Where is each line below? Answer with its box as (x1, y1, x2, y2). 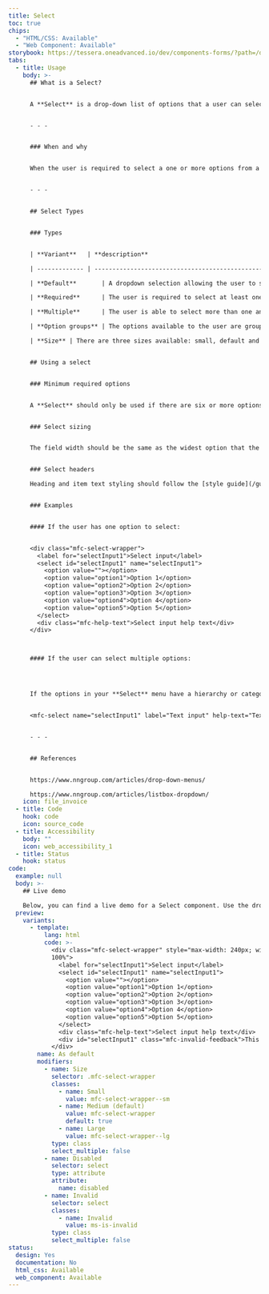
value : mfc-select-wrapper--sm (65, 1095, 171, 1103)
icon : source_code (22, 820, 84, 828)
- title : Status (15, 850, 70, 858)
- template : (29, 923, 70, 932)
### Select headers (29, 466, 94, 474)
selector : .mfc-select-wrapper (50, 1072, 156, 1080)
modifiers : (37, 1058, 74, 1066)
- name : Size (43, 1065, 88, 1073)
